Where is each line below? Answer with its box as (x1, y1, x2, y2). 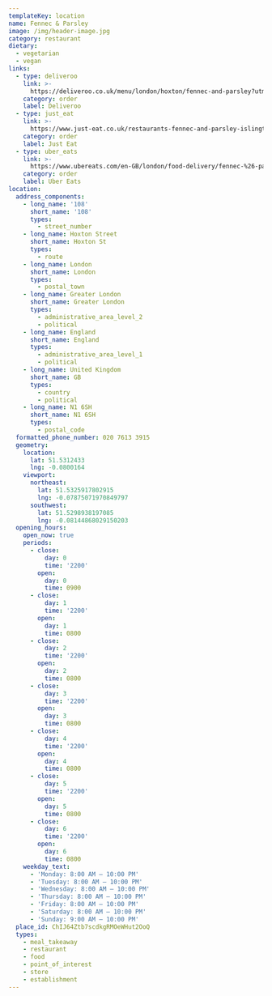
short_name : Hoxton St (29, 238, 107, 246)
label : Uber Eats (23, 177, 82, 186)
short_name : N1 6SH (29, 411, 96, 419)
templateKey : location (8, 11, 85, 20)
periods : (23, 539, 53, 547)
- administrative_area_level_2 (37, 313, 143, 321)
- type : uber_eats (15, 147, 79, 155)
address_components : (15, 192, 85, 201)
